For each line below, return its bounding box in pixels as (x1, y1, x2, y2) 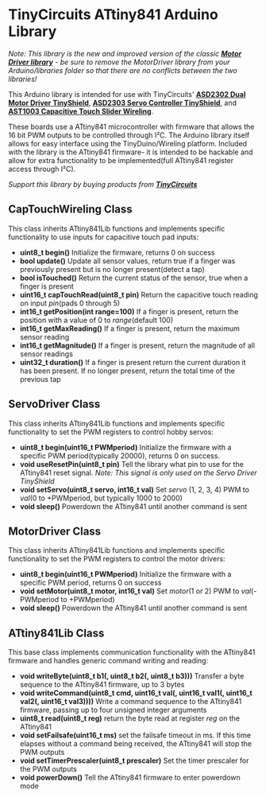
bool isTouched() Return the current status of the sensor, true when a (19, 273, 249, 282)
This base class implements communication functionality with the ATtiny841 (8, 647, 256, 657)
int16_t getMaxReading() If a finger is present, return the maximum (19, 324, 241, 333)
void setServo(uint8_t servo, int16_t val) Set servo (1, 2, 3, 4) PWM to (19, 484, 250, 494)
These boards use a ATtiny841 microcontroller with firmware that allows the (8, 122, 255, 131)
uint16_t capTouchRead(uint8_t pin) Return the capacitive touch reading (19, 290, 258, 299)
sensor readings (19, 348, 74, 359)
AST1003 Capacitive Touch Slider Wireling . (8, 106, 154, 116)
